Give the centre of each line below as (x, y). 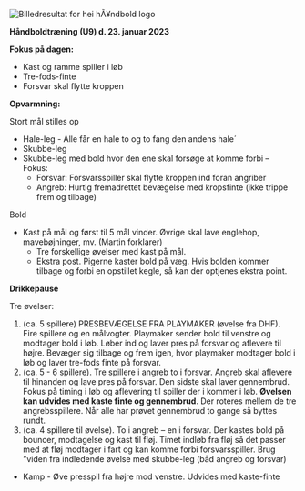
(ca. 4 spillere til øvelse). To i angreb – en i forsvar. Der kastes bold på (153, 430)
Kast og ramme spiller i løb (72, 67)
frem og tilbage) (66, 197)
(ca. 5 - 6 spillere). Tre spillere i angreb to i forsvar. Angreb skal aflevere (158, 372)
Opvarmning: (35, 104)
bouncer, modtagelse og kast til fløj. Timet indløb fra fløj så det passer (154, 440)
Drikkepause (34, 288)
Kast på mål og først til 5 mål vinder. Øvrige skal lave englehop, (141, 232)
